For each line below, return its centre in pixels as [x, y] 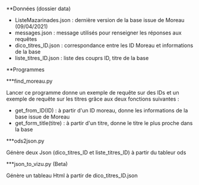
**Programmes [25, 70]
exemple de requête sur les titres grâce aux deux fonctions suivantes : [93, 99]
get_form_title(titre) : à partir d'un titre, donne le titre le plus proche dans [104, 123]
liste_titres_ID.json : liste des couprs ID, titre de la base [82, 58]
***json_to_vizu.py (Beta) [37, 164]
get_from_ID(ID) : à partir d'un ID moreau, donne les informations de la [101, 110]
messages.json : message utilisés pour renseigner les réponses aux [98, 33]
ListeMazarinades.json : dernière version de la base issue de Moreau [99, 20]
